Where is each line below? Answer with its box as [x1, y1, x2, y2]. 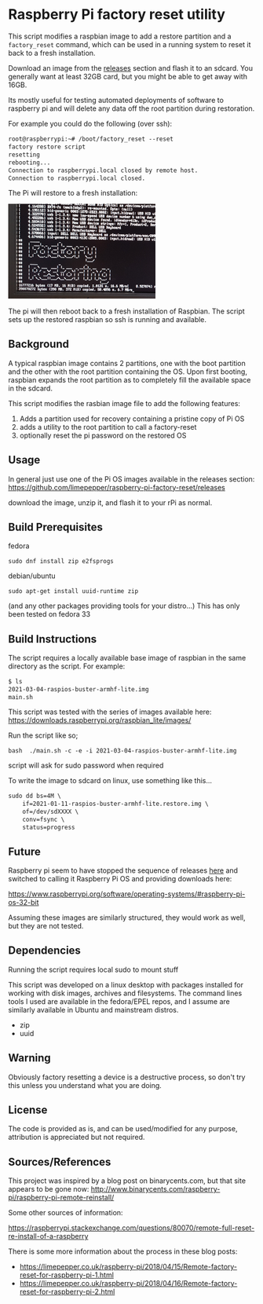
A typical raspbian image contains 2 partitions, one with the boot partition [8, 358, 246, 368]
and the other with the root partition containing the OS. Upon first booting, [8, 367, 247, 376]
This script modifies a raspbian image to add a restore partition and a [8, 31, 232, 41]
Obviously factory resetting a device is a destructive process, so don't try [8, 1072, 246, 1082]
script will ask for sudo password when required [8, 760, 164, 771]
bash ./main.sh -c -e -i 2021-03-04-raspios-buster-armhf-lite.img [8, 747, 237, 755]
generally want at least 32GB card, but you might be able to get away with [8, 71, 247, 81]
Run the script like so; [8, 731, 79, 740]
